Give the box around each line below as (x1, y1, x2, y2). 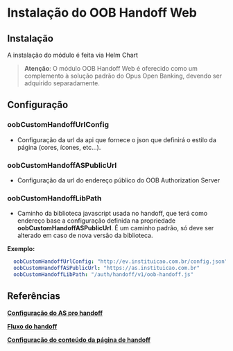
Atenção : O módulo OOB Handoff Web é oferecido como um (24, 65, 198, 72)
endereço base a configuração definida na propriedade (17, 216, 176, 225)
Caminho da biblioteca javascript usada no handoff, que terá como (17, 209, 208, 218)
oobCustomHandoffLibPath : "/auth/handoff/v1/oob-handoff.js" (13, 271, 194, 278)
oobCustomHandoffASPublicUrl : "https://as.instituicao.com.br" (13, 265, 200, 272)
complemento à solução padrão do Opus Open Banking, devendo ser (24, 71, 223, 80)
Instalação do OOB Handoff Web (7, 5, 198, 21)
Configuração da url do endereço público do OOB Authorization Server (17, 175, 221, 185)
